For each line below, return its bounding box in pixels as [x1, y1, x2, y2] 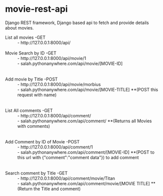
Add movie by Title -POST [5, 76, 58, 82]
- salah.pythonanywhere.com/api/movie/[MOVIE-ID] [17, 60, 123, 66]
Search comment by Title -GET [5, 170, 68, 176]
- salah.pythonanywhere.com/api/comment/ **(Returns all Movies [17, 118, 152, 124]
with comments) [17, 123, 50, 129]
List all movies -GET [5, 34, 46, 40]
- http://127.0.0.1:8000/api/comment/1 [17, 144, 93, 150]
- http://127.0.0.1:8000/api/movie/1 [17, 55, 86, 61]
